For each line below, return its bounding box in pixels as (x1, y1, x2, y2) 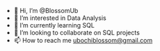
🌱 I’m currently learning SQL (13, 21, 95, 29)
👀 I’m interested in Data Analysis (13, 14, 106, 22)
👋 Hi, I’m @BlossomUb (13, 7, 79, 14)
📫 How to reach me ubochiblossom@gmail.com (13, 37, 153, 44)
